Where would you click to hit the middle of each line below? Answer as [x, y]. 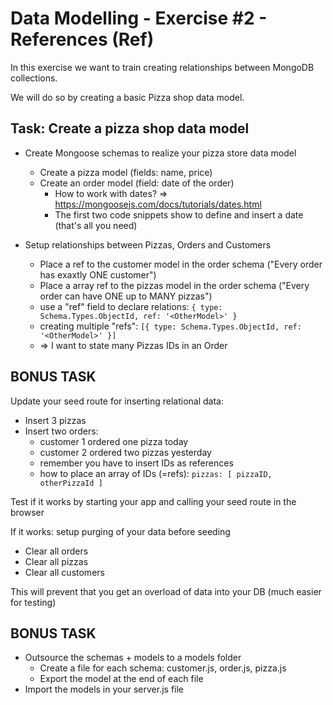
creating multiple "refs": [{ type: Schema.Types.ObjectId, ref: [170, 326]
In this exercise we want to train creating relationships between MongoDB [162, 67]
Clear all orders [56, 551]
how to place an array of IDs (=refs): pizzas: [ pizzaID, [156, 473]
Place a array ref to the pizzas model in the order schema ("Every [174, 285]
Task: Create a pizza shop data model [130, 128]
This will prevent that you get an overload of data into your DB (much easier [166, 591]
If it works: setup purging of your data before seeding [120, 531]
